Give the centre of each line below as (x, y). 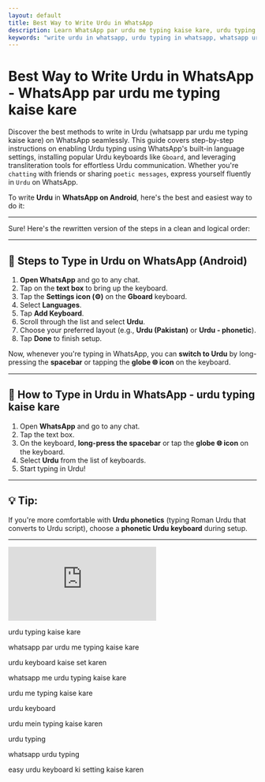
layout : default (35, 15)
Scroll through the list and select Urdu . (82, 322)
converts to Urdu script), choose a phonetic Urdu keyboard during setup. (128, 528)
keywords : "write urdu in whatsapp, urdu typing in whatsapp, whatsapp (128, 37)
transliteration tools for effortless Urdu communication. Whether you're (123, 166)
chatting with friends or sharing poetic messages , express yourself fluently (130, 174)
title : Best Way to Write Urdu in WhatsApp (81, 23)
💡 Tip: (23, 501)
